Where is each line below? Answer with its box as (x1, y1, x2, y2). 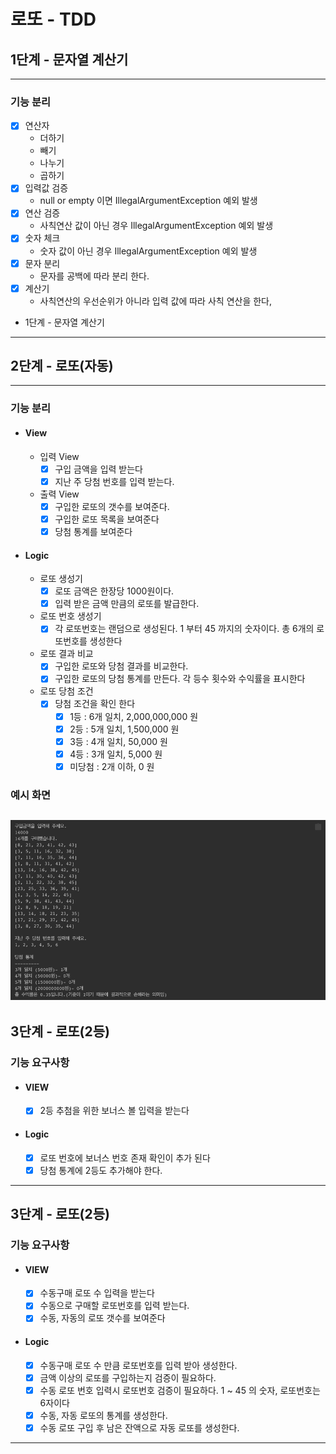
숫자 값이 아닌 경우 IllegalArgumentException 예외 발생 (39, 245, 258, 257)
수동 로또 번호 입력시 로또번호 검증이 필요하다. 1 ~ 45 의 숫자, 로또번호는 (39, 1384, 321, 1396)
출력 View (39, 488, 80, 500)
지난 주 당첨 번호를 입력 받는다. (54, 475, 175, 487)
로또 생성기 (39, 573, 83, 585)
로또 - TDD (10, 8, 97, 31)
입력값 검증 (24, 182, 69, 194)
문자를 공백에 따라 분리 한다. (39, 270, 150, 282)
